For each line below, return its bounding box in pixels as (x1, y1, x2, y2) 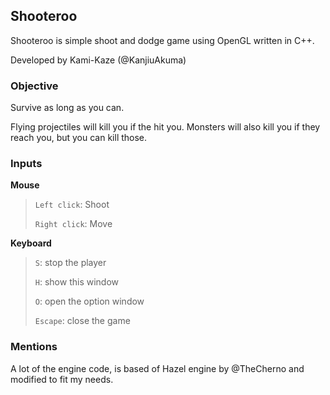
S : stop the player (34, 257, 107, 269)
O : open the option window (34, 295, 145, 308)
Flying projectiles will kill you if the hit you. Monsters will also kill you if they (10, 121, 321, 133)
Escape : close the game (34, 315, 131, 327)
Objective (10, 79, 59, 93)
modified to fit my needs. (10, 373, 114, 385)
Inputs (10, 157, 43, 171)
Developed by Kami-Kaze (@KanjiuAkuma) (10, 54, 187, 66)
